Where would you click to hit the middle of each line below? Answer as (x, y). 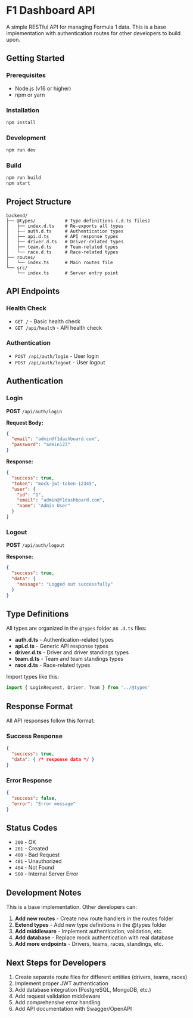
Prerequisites (26, 75)
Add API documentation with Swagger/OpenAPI (73, 1008)
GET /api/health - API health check (58, 327)
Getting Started (35, 58)
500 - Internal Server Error (46, 874)
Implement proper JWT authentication (61, 983)
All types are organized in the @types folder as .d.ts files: (77, 628)
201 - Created (32, 849)
